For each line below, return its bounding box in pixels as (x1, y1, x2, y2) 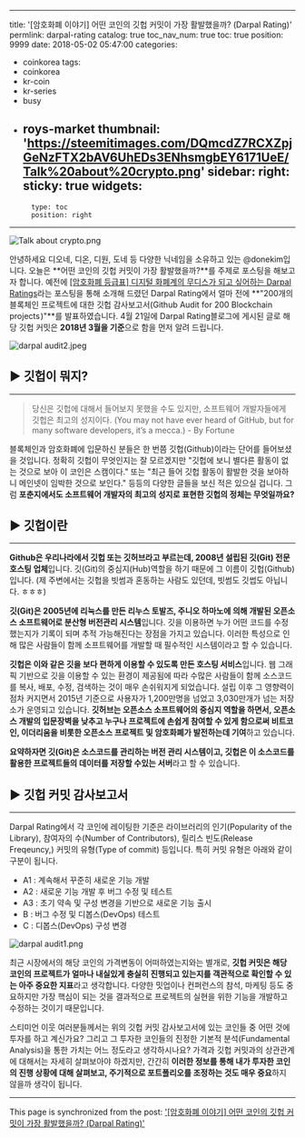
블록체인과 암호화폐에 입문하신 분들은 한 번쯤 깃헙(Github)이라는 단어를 (9, 443, 261, 454)
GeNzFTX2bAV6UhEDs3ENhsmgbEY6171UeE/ (22, 150, 290, 165)
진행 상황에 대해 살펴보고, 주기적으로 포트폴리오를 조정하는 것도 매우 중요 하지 (18, 1067, 288, 1078)
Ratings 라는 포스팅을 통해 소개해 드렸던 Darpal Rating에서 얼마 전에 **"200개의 (9, 287, 293, 298)
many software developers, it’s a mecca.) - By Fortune (31, 424, 235, 435)
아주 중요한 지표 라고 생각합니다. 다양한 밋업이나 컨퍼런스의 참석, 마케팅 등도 (18, 980, 284, 991)
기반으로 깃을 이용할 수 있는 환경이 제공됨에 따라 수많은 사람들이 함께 (18, 670, 261, 682)
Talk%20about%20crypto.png (22, 165, 202, 180)
